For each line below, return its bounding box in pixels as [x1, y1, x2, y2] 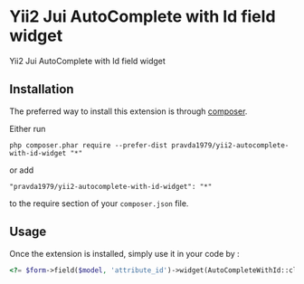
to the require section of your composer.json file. [9, 197, 189, 209]
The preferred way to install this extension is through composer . [9, 106, 248, 117]
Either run [9, 123, 46, 134]
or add [9, 165, 34, 175]
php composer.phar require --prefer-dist [9, 140, 168, 150]
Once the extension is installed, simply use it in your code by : [9, 248, 240, 259]
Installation [9, 81, 74, 97]
